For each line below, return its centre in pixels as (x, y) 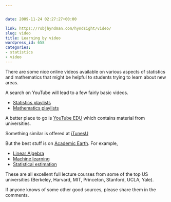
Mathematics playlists (36, 108)
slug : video (18, 33)
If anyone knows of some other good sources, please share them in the (81, 189)
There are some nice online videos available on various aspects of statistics (85, 71)
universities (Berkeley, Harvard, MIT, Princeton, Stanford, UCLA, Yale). (80, 179)
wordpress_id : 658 (25, 43)
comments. (17, 195)
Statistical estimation (35, 164)
